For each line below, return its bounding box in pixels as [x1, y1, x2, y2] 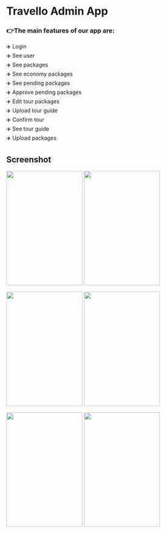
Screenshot [6, 154, 52, 165]
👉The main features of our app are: [6, 26, 115, 35]
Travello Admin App [6, 4, 108, 18]
